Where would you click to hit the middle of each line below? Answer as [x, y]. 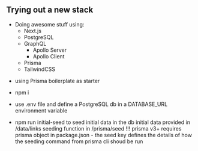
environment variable [41, 110]
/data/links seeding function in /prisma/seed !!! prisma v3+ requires [98, 128]
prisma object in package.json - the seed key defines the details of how [103, 135]
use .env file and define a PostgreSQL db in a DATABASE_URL [91, 104]
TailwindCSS [40, 69]
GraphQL [35, 43]
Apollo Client [49, 56]
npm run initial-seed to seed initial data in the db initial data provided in [103, 122]
